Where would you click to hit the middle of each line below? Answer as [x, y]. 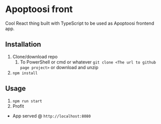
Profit [18, 106]
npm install [25, 73]
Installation [23, 45]
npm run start [27, 101]
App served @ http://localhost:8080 [52, 116]
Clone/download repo [35, 56]
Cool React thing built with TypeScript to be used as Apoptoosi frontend [80, 23]
